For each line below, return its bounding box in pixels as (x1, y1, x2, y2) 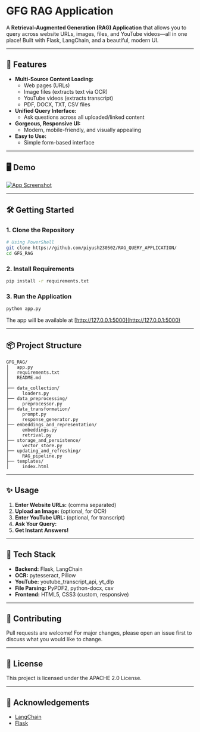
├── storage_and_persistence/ (6, 438, 82, 444)
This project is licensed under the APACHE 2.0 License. (6, 675, 142, 682)
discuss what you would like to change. (6, 636, 103, 643)
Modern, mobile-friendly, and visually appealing (23, 126, 142, 133)
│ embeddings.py (6, 427, 58, 433)
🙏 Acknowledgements (6, 697, 90, 708)
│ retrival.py (6, 432, 52, 438)
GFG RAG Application (6, 4, 114, 18)
